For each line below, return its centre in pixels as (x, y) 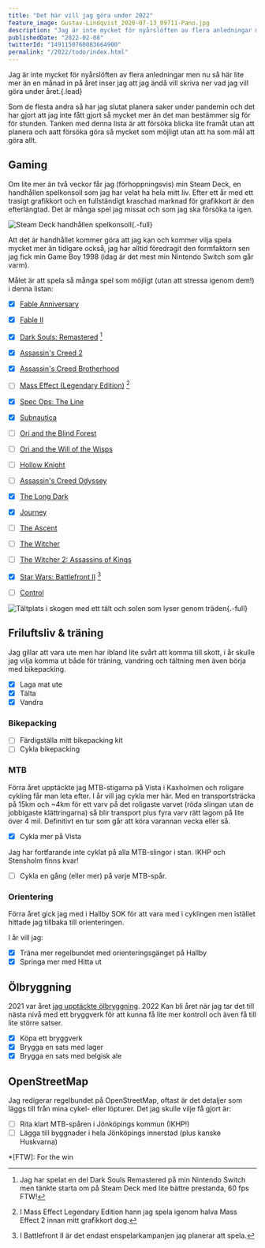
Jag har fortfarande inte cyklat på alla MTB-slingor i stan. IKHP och (117, 852)
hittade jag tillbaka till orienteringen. (66, 922)
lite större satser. (35, 1023)
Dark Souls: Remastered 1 (61, 336)
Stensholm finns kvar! (43, 860)
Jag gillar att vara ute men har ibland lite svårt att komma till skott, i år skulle (131, 652)
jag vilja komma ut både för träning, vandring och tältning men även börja (127, 661)
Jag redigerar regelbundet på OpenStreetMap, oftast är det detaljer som (125, 1100)
